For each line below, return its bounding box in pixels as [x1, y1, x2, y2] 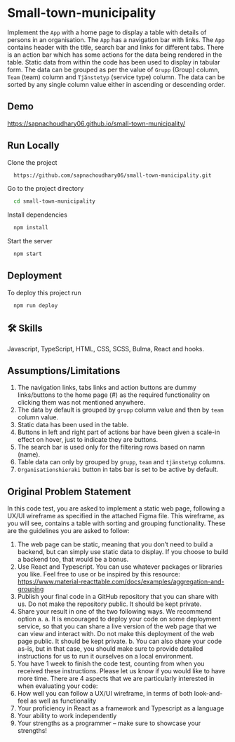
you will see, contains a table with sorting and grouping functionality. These [7, 519, 226, 527]
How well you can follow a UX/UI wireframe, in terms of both [17, 689, 193, 698]
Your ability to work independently [17, 712, 117, 720]
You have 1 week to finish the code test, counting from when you [17, 659, 205, 668]
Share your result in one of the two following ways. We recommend [17, 607, 213, 616]
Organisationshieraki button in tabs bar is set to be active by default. [17, 465, 219, 474]
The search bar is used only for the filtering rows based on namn [17, 443, 206, 452]
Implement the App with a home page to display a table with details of [7, 28, 207, 36]
